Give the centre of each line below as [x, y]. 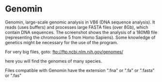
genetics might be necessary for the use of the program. [62, 42]
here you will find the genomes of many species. [54, 61]
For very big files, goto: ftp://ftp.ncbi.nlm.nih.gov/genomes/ [64, 52]
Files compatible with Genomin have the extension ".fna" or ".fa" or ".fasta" [80, 70]
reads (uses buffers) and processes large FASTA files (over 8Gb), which [77, 27]
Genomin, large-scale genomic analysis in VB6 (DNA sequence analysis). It [80, 22]
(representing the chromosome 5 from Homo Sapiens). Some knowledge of [80, 37]
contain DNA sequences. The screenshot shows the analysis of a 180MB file [81, 32]
